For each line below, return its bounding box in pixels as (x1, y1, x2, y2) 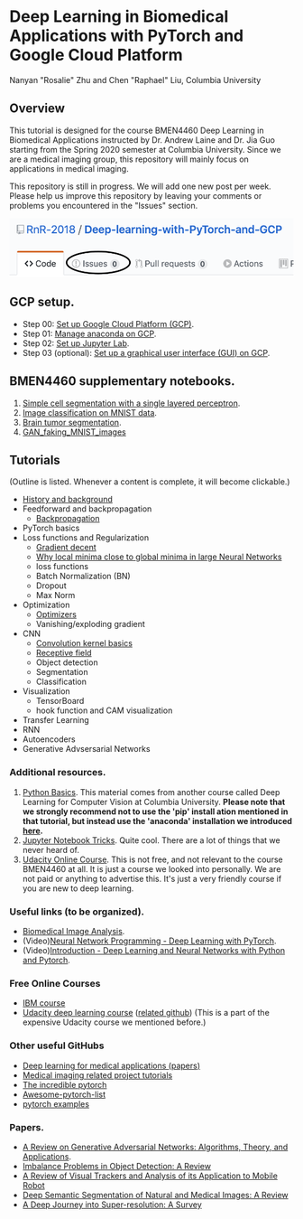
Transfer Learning (22, 715, 90, 726)
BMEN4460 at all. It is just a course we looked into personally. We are (22, 863, 281, 874)
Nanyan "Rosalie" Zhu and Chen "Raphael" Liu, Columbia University (9, 74, 262, 85)
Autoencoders (22, 734, 76, 745)
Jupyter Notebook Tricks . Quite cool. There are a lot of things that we (22, 834, 281, 846)
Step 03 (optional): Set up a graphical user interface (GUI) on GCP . (22, 347, 271, 358)
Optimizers (35, 609, 77, 620)
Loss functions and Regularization (22, 532, 150, 543)
